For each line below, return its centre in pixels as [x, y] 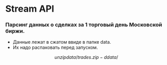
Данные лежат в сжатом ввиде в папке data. [62, 42]
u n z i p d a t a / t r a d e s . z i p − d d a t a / [86, 57]
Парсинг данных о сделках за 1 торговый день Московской [84, 25]
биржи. [15, 31]
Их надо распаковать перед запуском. [55, 47]
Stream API [30, 9]
